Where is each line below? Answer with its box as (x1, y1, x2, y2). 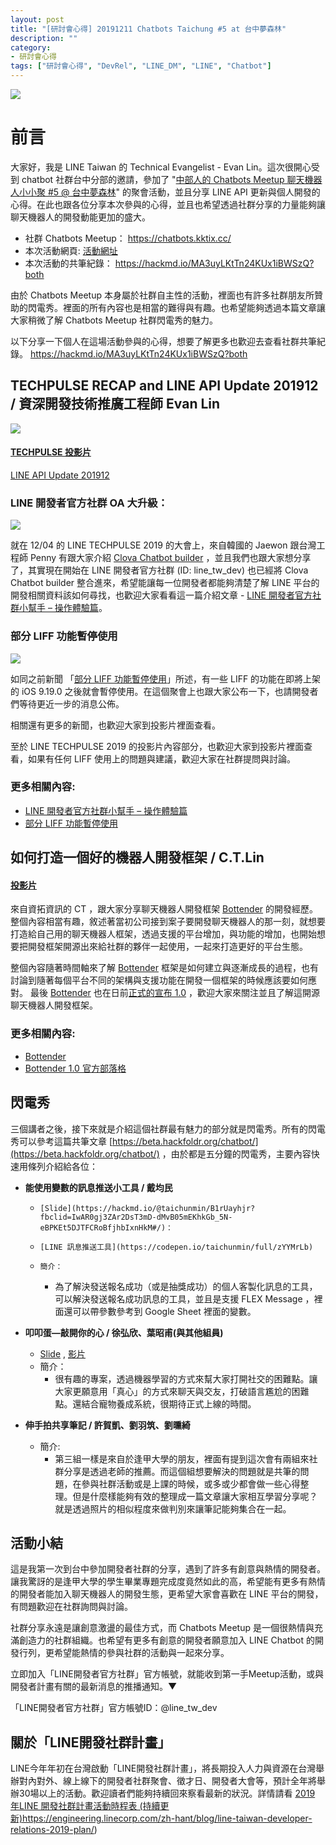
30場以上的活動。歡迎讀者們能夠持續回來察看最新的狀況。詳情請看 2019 (18, 1787, 316, 1800)
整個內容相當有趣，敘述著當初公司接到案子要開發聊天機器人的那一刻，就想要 (10, 916, 326, 928)
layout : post (10, 14, 65, 25)
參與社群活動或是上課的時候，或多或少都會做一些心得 (81, 1477, 301, 1490)
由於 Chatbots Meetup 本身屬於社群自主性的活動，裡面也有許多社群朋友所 (10, 289, 315, 301)
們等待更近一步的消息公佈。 (10, 697, 125, 710)
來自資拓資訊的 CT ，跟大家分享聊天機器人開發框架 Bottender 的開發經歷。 (10, 903, 319, 915)
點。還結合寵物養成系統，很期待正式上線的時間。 (54, 1397, 257, 1410)
